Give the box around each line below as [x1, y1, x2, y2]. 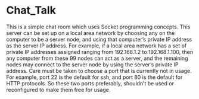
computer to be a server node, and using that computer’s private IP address [6, 36, 192, 43]
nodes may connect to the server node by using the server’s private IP [6, 60, 179, 68]
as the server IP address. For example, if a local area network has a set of [6, 42, 187, 49]
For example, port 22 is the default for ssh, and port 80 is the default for [6, 74, 183, 81]
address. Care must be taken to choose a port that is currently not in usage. [6, 67, 192, 74]
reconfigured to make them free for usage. [6, 86, 111, 93]
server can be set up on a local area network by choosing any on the [6, 29, 175, 36]
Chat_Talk [6, 4, 57, 17]
